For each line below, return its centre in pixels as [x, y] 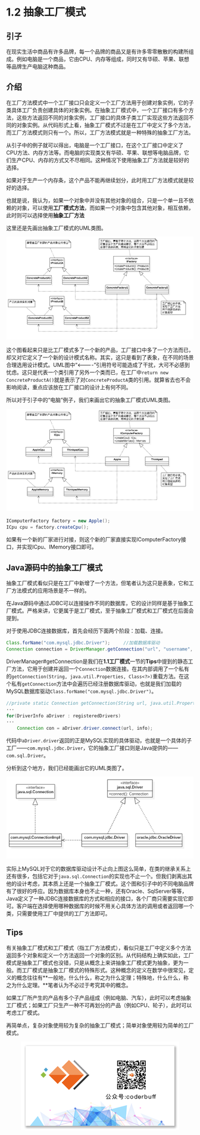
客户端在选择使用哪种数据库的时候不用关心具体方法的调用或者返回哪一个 [105, 906]
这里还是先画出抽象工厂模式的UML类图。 [56, 228]
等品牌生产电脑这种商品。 [37, 67]
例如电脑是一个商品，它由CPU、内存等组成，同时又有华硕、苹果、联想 [103, 59]
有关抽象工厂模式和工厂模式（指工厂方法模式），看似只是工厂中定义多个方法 [99, 948]
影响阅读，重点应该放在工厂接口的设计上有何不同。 [69, 387]
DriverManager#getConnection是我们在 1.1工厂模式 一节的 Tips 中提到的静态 [97, 661]
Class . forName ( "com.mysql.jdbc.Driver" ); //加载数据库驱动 [83, 643]
